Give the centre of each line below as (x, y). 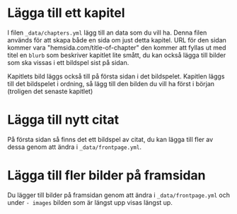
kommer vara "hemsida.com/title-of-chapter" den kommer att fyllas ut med (117, 47)
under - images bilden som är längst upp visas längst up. (90, 202)
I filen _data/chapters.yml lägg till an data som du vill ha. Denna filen (107, 32)
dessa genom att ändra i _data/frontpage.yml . (75, 147)
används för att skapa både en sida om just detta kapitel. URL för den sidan (117, 40)
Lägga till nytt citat (63, 120)
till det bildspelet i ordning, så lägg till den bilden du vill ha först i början (111, 83)
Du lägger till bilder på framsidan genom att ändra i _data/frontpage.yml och (118, 195)
